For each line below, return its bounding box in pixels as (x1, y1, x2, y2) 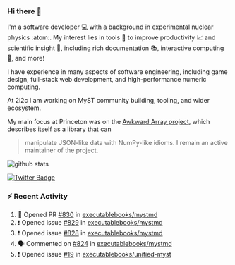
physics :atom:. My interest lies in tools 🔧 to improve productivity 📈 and (7, 33, 216, 42)
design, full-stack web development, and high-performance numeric (7, 75, 207, 84)
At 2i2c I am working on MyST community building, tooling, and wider (7, 97, 210, 105)
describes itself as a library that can (7, 125, 112, 133)
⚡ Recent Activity (7, 192, 68, 202)
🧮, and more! (7, 54, 44, 63)
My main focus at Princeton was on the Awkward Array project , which (7, 118, 210, 126)
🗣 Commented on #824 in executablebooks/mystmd (17, 239, 173, 247)
